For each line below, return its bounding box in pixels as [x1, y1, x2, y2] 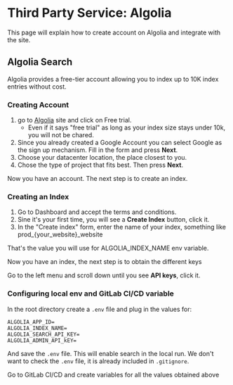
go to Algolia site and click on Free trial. [17, 116, 132, 125]
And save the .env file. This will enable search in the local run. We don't [7, 349, 214, 358]
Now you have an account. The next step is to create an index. [7, 175, 188, 183]
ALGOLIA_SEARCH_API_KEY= [7, 331, 80, 338]
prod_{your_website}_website [17, 230, 103, 239]
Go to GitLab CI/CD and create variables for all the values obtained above [7, 370, 220, 379]
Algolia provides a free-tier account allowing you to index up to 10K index [7, 75, 219, 83]
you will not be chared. [27, 131, 95, 139]
